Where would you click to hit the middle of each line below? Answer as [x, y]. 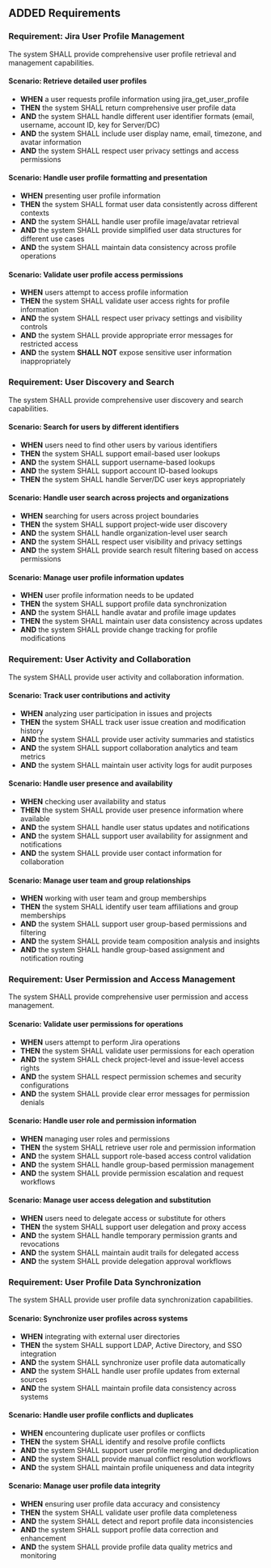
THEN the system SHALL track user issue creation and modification [133, 722]
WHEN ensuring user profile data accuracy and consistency [120, 1503]
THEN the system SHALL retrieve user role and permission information [138, 1147]
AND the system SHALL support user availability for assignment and [134, 836]
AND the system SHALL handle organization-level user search [124, 533]
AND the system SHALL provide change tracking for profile [119, 629]
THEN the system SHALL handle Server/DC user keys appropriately [133, 479]
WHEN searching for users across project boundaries [110, 516]
